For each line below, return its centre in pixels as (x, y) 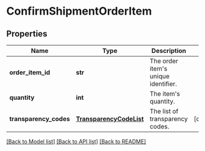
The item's (165, 94)
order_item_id (30, 72)
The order (164, 61)
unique (160, 76)
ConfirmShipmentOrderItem (79, 11)
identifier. (164, 84)
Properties (27, 34)
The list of (164, 111)
